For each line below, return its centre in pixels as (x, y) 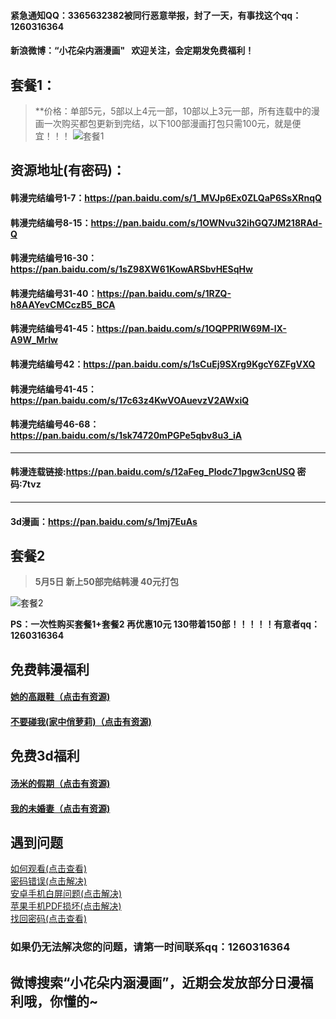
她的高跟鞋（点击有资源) (60, 697)
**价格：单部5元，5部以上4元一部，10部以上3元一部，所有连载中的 (173, 111)
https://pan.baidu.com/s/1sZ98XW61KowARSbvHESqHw (131, 269)
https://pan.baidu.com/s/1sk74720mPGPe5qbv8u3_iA (126, 436)
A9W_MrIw (34, 340)
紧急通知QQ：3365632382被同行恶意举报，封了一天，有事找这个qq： (156, 15)
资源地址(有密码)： (68, 170)
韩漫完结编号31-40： (54, 293)
